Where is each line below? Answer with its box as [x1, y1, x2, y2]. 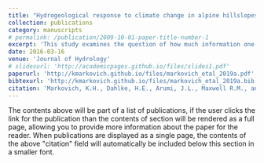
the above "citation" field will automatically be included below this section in [8, 139, 255, 149]
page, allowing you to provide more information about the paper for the [8, 122, 238, 132]
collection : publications [8, 19, 93, 27]
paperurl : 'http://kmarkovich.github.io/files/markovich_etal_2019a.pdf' [8, 70, 255, 78]
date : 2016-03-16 [8, 48, 65, 56]
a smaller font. [8, 147, 55, 157]
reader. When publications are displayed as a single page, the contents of [8, 131, 247, 140]
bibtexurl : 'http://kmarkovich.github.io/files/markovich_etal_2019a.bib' [8, 77, 258, 85]
